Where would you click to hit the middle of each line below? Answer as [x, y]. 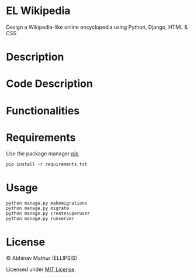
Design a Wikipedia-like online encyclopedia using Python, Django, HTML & [97, 27]
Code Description [50, 84]
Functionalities [43, 111]
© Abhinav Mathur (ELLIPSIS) [42, 258]
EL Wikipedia [38, 11]
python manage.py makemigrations [47, 204]
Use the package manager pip [42, 154]
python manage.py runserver [40, 219]
